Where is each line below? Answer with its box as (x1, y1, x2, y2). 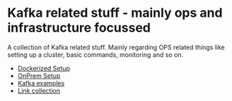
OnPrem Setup (17, 72, 61, 80)
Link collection (17, 86, 60, 95)
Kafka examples (17, 79, 65, 87)
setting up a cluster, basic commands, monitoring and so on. (7, 50, 184, 59)
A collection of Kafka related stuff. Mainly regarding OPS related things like (7, 43, 225, 51)
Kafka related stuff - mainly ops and (7, 5, 223, 21)
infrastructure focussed (7, 20, 151, 36)
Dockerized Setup (17, 64, 71, 72)
